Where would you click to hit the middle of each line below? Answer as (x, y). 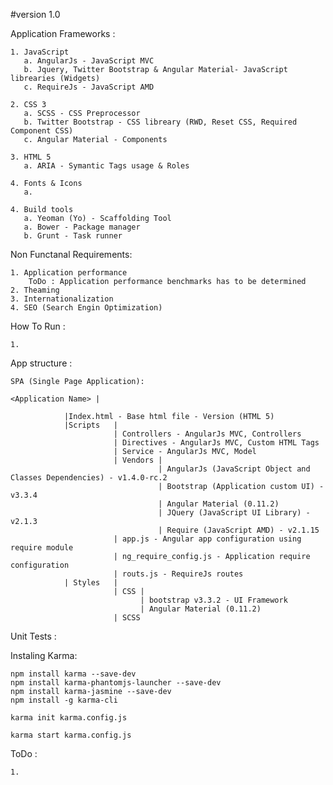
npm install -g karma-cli (64, 700)
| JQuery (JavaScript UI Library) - (234, 513)
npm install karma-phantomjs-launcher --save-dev (116, 683)
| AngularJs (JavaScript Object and (234, 469)
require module (42, 548)
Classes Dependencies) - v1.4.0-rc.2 (89, 478)
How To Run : (38, 326)
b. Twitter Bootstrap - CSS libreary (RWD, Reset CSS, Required (160, 122)
